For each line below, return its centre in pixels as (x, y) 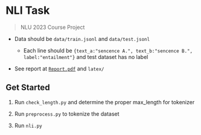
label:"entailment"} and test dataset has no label (86, 57)
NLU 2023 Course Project (53, 27)
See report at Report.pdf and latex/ (59, 68)
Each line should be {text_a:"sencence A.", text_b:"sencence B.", (108, 50)
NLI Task (28, 11)
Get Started (28, 88)
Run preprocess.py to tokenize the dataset (67, 114)
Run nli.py (28, 125)
